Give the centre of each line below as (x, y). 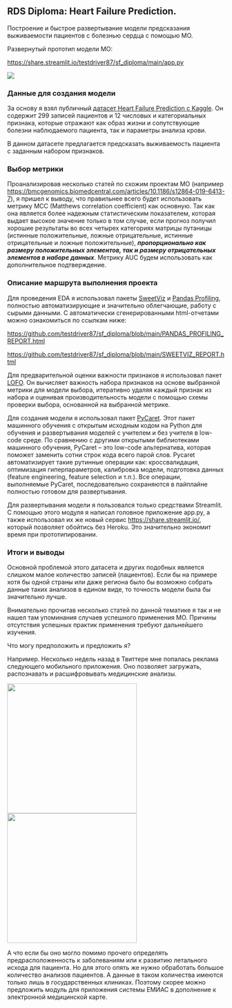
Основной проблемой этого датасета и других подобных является (106, 567)
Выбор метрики (35, 169)
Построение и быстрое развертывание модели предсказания (99, 28)
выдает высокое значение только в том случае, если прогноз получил (112, 221)
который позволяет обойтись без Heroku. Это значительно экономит (109, 527)
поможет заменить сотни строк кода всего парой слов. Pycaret (101, 454)
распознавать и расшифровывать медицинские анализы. (92, 674)
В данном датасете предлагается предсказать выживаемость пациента (114, 144)
